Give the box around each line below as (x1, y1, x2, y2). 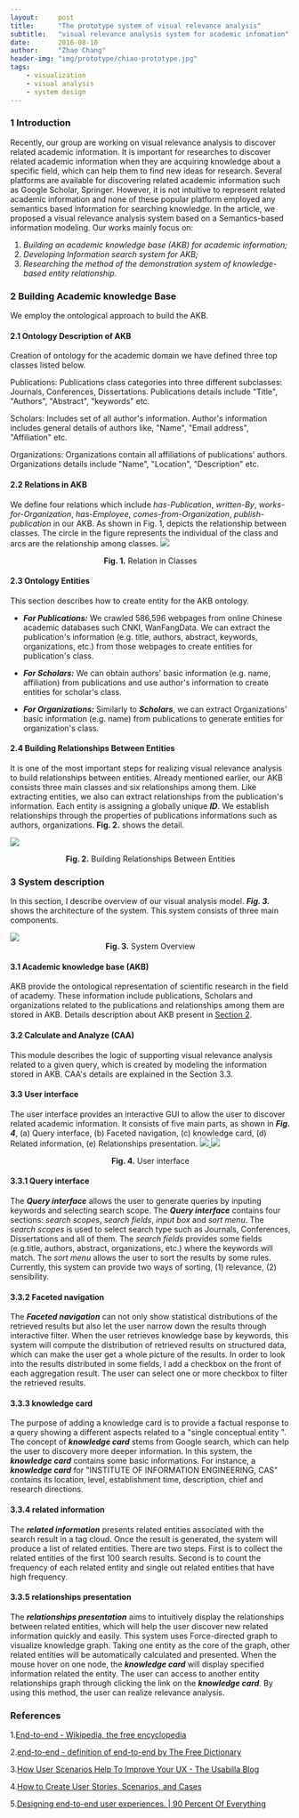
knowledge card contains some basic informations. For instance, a (10, 1456, 256, 1467)
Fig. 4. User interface (111, 1155, 190, 1166)
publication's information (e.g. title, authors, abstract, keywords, (22, 631, 258, 642)
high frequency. (10, 1572, 69, 1582)
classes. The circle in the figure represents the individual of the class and (10, 527, 279, 538)
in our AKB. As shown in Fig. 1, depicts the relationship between (53, 518, 287, 529)
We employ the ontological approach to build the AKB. (10, 311, 208, 321)
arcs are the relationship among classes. (10, 537, 158, 548)
